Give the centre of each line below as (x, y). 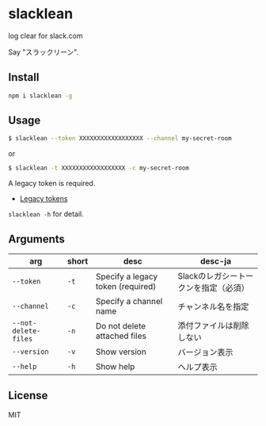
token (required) (126, 286)
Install (24, 77)
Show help (115, 367)
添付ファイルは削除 (213, 325)
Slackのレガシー (208, 276)
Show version (121, 352)
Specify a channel (129, 301)
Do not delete (121, 326)
